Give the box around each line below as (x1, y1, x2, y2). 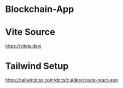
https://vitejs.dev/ (5, 43, 42, 49)
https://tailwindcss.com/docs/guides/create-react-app (5, 77, 118, 83)
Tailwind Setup (5, 60, 69, 72)
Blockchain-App (5, 3, 74, 15)
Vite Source (5, 26, 55, 38)
